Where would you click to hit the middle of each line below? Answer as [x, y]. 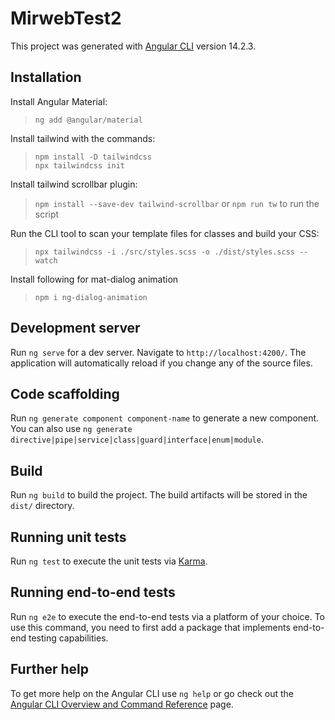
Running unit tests [68, 537]
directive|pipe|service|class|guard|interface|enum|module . [137, 439]
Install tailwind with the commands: [83, 138]
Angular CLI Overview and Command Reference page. [122, 704]
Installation [46, 77]
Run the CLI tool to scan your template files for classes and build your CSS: [165, 233]
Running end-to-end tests [93, 592]
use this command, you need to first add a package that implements [150, 627]
